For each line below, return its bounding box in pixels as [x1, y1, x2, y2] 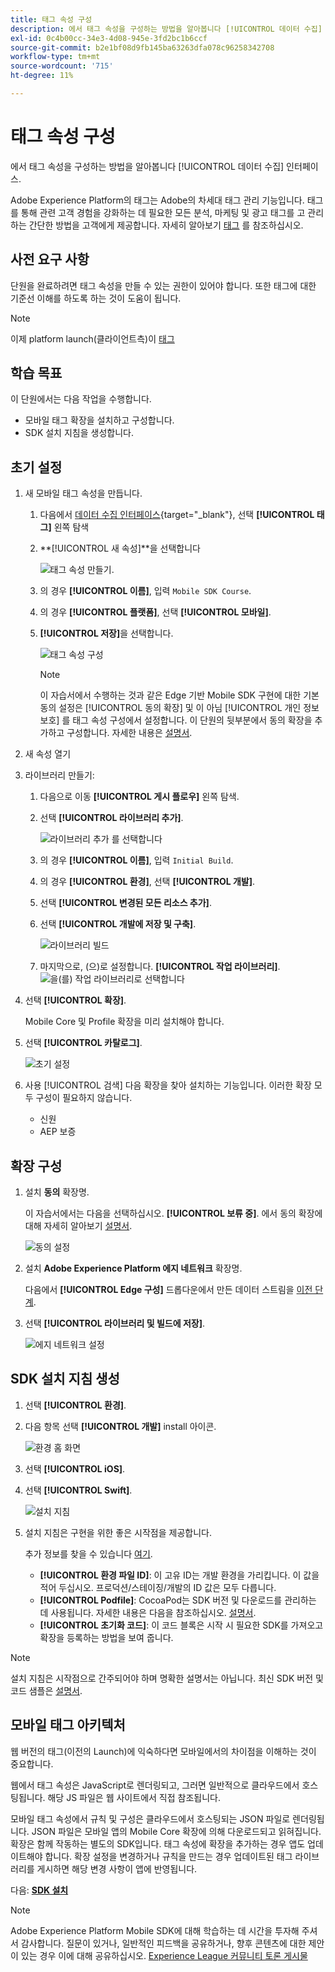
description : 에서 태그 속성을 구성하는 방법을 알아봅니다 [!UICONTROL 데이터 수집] [10, 24, 323, 34]
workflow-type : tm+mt [10, 52, 101, 62]
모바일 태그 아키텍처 [10, 1717, 126, 1734]
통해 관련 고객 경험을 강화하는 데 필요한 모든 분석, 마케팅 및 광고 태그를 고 [20, 206, 306, 218]
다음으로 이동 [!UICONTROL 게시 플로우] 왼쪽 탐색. [39, 791, 240, 803]
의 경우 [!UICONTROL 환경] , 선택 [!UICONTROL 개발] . [39, 876, 256, 888]
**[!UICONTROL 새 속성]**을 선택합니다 [39, 542, 201, 555]
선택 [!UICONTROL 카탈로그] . [24, 1037, 143, 1049]
